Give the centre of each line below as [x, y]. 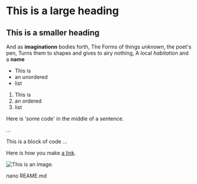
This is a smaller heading [53, 33]
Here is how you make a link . [41, 153]
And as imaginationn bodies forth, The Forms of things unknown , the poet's [99, 47]
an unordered [31, 77]
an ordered [28, 101]
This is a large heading [63, 11]
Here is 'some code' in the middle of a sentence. [65, 119]
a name [15, 59]
